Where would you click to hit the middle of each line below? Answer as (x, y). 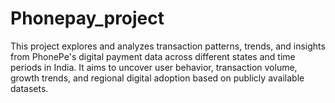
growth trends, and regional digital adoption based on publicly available (157, 78)
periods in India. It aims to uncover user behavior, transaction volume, (154, 67)
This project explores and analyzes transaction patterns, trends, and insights (168, 46)
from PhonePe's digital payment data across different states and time (153, 56)
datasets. (29, 88)
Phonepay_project (87, 18)
